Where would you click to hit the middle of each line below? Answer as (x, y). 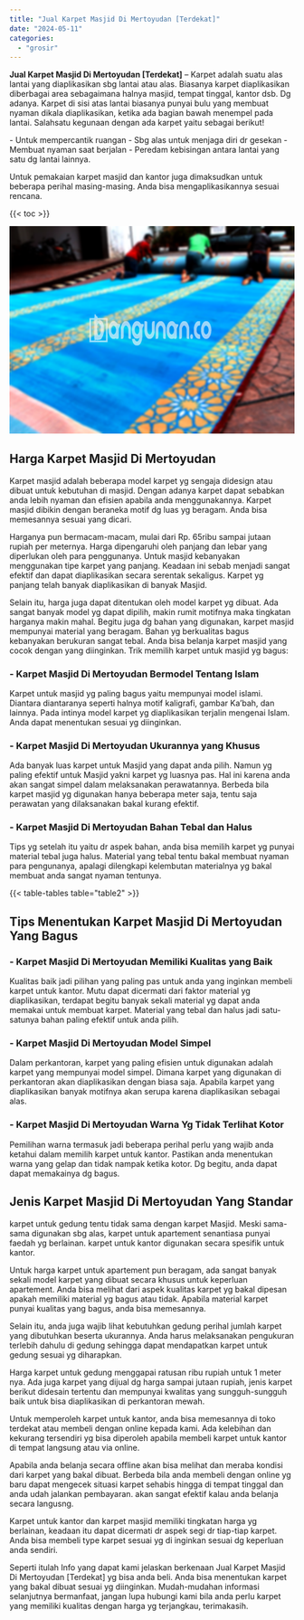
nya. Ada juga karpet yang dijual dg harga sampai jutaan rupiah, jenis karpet (151, 1382)
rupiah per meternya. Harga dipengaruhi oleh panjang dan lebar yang (138, 546)
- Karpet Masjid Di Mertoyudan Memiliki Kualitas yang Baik (141, 962)
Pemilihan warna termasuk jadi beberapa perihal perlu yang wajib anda (142, 1144)
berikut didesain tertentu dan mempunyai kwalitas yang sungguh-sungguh (148, 1391)
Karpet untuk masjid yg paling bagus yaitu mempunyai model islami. (136, 693)
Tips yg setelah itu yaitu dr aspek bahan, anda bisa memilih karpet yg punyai (152, 847)
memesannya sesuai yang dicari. (71, 519)
